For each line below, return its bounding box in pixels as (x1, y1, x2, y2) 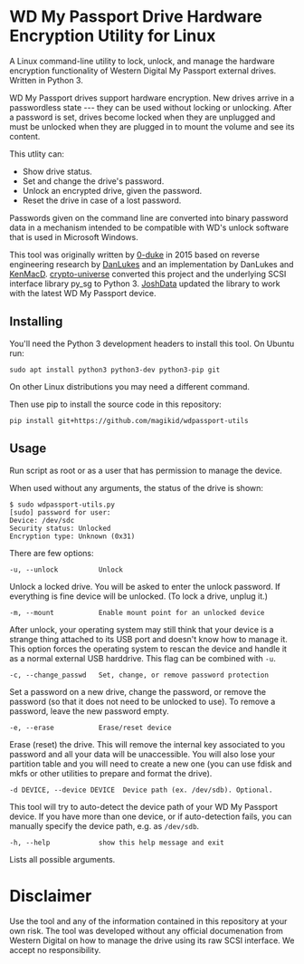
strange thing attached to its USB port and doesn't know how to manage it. (9, 633, 288, 644)
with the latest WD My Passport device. (9, 287, 157, 298)
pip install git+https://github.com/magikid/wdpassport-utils (9, 416, 249, 425)
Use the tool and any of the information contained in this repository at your (9, 915, 288, 926)
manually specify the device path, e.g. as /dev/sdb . (9, 820, 200, 831)
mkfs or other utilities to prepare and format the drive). (9, 767, 213, 778)
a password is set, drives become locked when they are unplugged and (9, 111, 276, 122)
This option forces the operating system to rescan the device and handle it (9, 643, 288, 654)
